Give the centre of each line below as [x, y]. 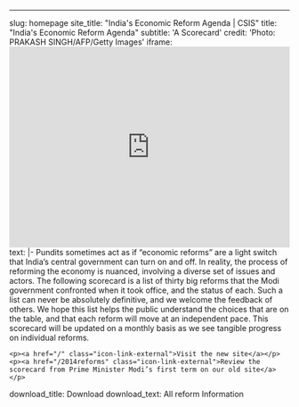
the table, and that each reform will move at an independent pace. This [139, 319]
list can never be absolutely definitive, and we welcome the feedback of [141, 299]
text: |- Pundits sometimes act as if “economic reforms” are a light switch [143, 252]
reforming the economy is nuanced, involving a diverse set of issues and [142, 271]
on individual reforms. [49, 337]
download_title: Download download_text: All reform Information [127, 394]
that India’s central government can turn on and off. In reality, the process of [149, 262]
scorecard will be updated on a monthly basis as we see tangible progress [145, 328]
